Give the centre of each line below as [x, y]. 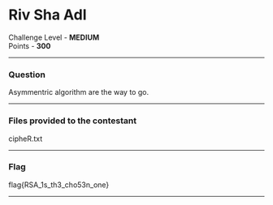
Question [27, 75]
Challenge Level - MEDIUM [54, 37]
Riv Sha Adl [48, 15]
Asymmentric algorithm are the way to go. [78, 92]
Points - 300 [30, 45]
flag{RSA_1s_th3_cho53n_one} [59, 185]
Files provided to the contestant [72, 121]
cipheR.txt [26, 139]
